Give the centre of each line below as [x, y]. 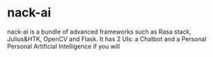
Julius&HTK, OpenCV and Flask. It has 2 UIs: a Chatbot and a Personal [107, 38]
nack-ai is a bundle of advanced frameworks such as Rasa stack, [99, 32]
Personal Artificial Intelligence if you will [64, 46]
